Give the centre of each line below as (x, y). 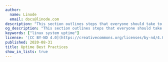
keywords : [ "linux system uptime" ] (42, 33)
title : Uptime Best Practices (37, 47)
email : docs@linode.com (34, 19)
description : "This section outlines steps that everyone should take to (84, 24)
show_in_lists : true (27, 51)
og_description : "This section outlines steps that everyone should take (84, 28)
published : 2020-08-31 (29, 42)
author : (13, 10)
